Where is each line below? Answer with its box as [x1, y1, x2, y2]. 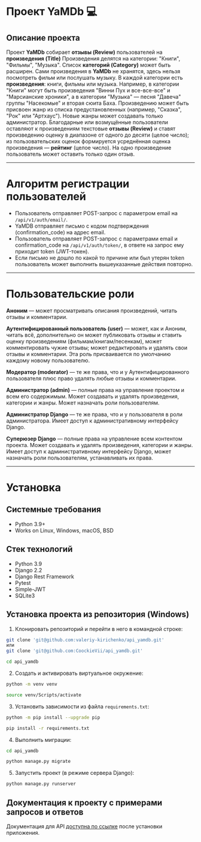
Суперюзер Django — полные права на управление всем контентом [6, 435, 182, 442]
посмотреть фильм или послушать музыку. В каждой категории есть [6, 74, 184, 81]
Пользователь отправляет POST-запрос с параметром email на [14, 209, 178, 216]
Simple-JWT [14, 586, 46, 593]
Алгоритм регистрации [6, 177, 130, 191]
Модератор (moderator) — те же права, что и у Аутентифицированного [6, 368, 190, 375]
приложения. [6, 829, 40, 836]
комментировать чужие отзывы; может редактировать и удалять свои [6, 344, 187, 351]
